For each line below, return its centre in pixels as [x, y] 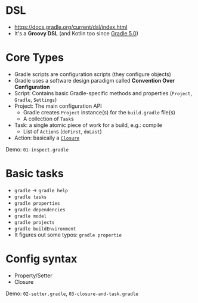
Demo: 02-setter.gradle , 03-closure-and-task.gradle [72, 293]
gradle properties [37, 203]
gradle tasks [30, 197]
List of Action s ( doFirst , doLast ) [62, 131]
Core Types [35, 58]
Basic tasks [35, 174]
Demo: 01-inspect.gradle [37, 149]
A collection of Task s [48, 119]
